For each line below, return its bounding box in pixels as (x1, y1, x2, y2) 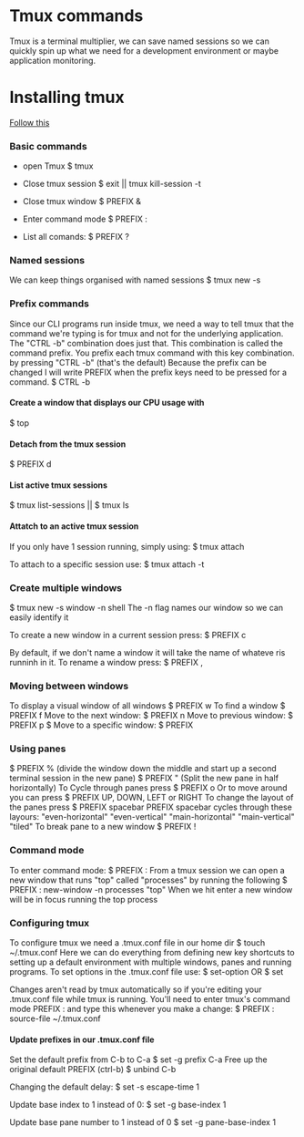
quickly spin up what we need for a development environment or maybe (9, 45, 279, 56)
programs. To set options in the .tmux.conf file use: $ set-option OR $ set (9, 966, 284, 977)
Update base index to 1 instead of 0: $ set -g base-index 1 (9, 1100, 227, 1111)
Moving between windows (9, 679, 129, 692)
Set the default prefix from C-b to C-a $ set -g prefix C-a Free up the (9, 1054, 269, 1065)
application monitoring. (9, 55, 96, 66)
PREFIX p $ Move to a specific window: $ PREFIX (9, 719, 194, 730)
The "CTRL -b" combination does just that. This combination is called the (9, 337, 284, 348)
